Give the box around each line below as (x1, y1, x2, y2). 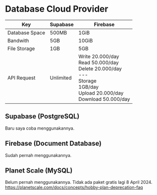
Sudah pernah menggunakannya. (5, 152, 72, 158)
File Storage (7, 45, 35, 52)
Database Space (7, 29, 45, 36)
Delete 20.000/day (78, 65, 122, 72)
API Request (7, 74, 35, 81)
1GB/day (78, 83, 99, 90)
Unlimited (50, 74, 72, 81)
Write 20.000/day (78, 53, 119, 59)
